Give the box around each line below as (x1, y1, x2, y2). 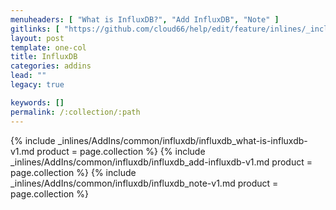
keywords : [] (10, 97, 65, 108)
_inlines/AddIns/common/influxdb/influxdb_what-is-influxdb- (57, 134, 308, 146)
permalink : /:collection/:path (10, 107, 141, 117)
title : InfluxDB (10, 52, 78, 62)
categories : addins (10, 61, 92, 71)
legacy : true (10, 80, 65, 90)
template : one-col (10, 42, 87, 53)
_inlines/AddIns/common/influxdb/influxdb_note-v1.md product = (10, 177, 279, 189)
